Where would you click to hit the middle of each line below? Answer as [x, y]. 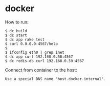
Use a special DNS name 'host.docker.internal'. [55, 79]
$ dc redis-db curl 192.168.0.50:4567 [44, 61]
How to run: [17, 22]
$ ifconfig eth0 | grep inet [35, 52]
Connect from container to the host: [41, 70]
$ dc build [16, 31]
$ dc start [16, 35]
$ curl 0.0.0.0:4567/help [31, 44]
